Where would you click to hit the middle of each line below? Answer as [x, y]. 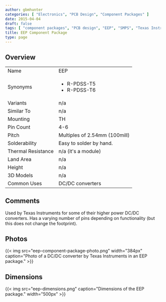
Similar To [19, 111]
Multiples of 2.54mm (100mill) [94, 135]
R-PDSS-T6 [81, 90]
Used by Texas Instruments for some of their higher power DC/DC [72, 213]
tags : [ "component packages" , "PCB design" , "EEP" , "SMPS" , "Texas [77, 28]
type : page [16, 38]
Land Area [20, 159]
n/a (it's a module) [80, 151]
